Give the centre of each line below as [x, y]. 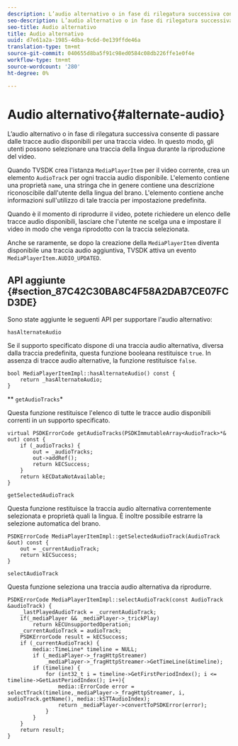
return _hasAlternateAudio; [61, 380]
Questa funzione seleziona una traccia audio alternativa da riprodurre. [109, 587]
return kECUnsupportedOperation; [82, 625]
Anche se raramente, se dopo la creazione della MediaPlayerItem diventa [113, 243]
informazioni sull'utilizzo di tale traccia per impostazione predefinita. [107, 200]
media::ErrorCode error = [96, 687]
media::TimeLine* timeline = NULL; [85, 650]
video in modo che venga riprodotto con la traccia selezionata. [98, 229]
